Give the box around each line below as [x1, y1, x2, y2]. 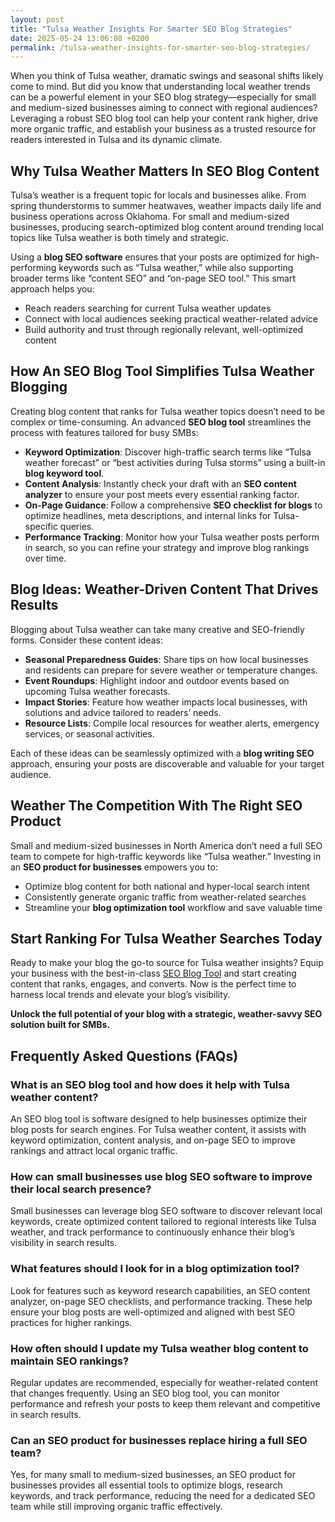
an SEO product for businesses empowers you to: [10, 861, 218, 873]
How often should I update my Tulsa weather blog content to [10, 1341, 309, 1355]
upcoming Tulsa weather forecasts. [24, 685, 171, 697]
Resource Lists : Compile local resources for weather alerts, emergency [24, 717, 320, 729]
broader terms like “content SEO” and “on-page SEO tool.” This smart [10, 272, 297, 285]
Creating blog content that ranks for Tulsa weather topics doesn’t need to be [10, 405, 326, 417]
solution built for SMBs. [10, 1019, 111, 1031]
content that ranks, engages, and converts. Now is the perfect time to [10, 978, 297, 990]
